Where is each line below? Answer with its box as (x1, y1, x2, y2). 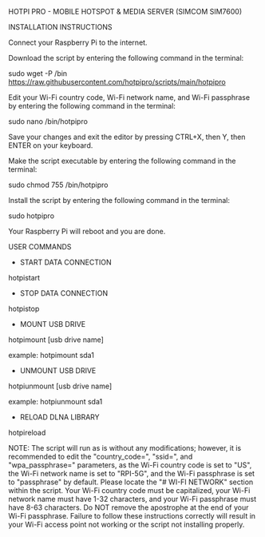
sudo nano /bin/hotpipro (8, 117, 88, 126)
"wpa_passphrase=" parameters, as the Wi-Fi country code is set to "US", (8, 460, 252, 470)
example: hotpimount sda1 (8, 351, 94, 360)
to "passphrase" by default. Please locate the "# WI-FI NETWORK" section (8, 477, 254, 487)
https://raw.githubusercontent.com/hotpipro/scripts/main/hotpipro (8, 78, 226, 86)
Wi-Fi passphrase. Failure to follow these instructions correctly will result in (8, 511, 256, 520)
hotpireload (8, 428, 46, 437)
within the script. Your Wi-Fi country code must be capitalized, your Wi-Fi (8, 486, 251, 495)
